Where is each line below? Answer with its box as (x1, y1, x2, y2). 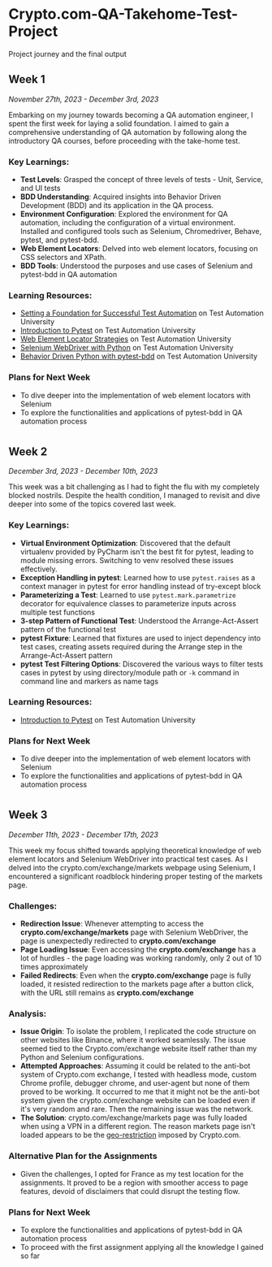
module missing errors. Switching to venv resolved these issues (19, 555, 234, 565)
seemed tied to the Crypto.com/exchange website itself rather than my (19, 1044, 257, 1053)
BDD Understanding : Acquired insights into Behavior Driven (19, 192, 222, 202)
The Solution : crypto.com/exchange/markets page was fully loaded (19, 1113, 248, 1122)
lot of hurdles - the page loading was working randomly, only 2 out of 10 (19, 953, 262, 963)
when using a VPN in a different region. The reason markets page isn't (19, 1122, 256, 1131)
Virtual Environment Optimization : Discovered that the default (19, 538, 231, 548)
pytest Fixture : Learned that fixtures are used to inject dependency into (19, 633, 261, 643)
